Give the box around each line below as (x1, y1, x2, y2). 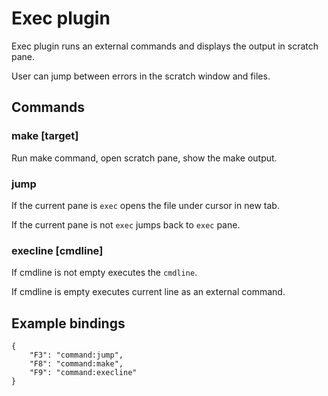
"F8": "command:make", (29, 359, 124, 369)
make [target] (11, 129, 79, 143)
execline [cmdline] (11, 243, 104, 257)
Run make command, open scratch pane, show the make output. (11, 152, 278, 164)
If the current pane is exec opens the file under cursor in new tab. (11, 199, 280, 211)
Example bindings (11, 315, 126, 332)
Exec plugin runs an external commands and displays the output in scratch (11, 40, 319, 52)
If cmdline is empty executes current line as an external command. (11, 286, 286, 298)
